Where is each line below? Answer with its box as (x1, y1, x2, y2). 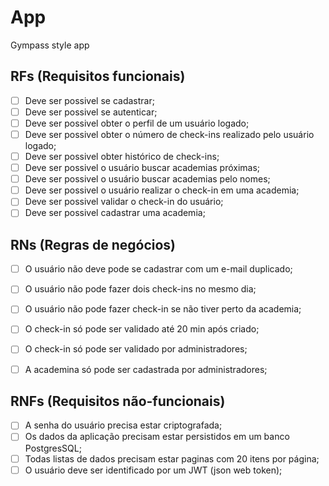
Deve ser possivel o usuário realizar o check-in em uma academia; (24, 184, 300, 196)
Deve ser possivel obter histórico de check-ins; (24, 151, 220, 162)
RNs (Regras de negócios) (10, 236, 177, 253)
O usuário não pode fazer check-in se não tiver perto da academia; (24, 303, 302, 315)
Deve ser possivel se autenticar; (24, 106, 158, 118)
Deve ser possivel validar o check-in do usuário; (24, 196, 224, 208)
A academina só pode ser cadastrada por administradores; (24, 363, 268, 375)
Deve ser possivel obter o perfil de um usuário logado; (24, 117, 250, 129)
